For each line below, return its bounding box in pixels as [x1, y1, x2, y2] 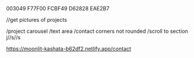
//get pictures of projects [6, 16, 67, 23]
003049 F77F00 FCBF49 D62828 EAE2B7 [6, 5, 110, 12]
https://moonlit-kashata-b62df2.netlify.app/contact [6, 45, 132, 52]
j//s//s [6, 34, 21, 40]
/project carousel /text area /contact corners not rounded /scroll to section [6, 28, 189, 35]
